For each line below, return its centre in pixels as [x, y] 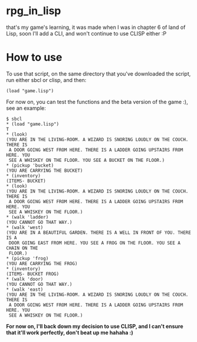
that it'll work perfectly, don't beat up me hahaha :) [70, 333]
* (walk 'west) [25, 227]
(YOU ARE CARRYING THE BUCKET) [45, 170]
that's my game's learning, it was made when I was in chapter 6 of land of [96, 27]
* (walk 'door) [25, 279]
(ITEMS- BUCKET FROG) [33, 274]
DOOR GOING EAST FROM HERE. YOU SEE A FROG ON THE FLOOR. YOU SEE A [95, 243]
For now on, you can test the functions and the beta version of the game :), [97, 102]
